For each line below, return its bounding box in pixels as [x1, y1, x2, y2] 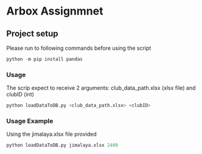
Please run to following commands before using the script [6, 44, 151, 52]
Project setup [6, 28, 59, 39]
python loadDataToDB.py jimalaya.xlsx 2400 [6, 142, 119, 149]
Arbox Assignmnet [6, 4, 103, 18]
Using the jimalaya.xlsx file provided [6, 130, 97, 138]
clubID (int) [6, 91, 35, 98]
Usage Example [6, 116, 54, 125]
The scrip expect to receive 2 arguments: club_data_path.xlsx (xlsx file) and [6, 84, 196, 92]
